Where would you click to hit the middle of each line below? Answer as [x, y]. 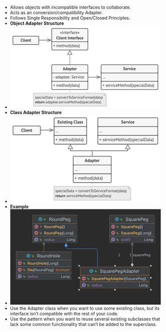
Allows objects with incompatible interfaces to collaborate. [70, 7]
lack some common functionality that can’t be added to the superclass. [83, 324]
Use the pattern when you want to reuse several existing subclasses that [85, 319]
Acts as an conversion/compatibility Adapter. [56, 13]
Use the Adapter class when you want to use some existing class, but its [85, 308]
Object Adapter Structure [37, 23]
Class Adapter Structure [36, 113]
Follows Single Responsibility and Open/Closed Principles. [70, 18]
